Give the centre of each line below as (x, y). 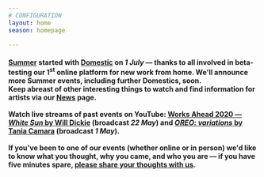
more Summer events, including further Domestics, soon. (105, 81)
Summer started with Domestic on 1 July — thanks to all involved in (121, 62)
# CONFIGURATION (35, 15)
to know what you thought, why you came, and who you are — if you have (132, 156)
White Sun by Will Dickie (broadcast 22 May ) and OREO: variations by (126, 122)
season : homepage (37, 30)
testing (20, 72)
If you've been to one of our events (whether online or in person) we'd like (132, 148)
